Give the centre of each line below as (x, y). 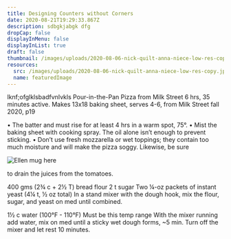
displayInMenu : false (38, 39)
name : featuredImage (43, 77)
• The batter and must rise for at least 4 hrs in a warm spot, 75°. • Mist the (112, 125)
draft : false (26, 52)
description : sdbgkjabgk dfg (49, 26)
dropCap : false (29, 33)
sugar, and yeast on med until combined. (65, 202)
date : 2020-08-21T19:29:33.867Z (53, 20)
